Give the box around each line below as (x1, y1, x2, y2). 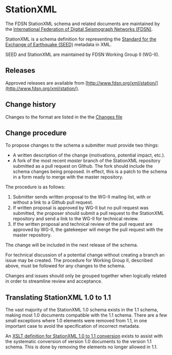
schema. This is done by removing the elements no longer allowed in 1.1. (5, 344, 158, 350)
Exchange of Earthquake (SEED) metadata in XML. (5, 41, 112, 47)
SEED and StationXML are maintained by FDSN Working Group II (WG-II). (5, 51, 160, 57)
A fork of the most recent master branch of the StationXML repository (12, 157, 161, 164)
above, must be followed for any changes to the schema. (5, 263, 126, 269)
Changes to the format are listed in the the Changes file (5, 114, 123, 120)
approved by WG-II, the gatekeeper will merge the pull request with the (12, 227, 163, 233)
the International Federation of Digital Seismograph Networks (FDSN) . (5, 26, 153, 32)
